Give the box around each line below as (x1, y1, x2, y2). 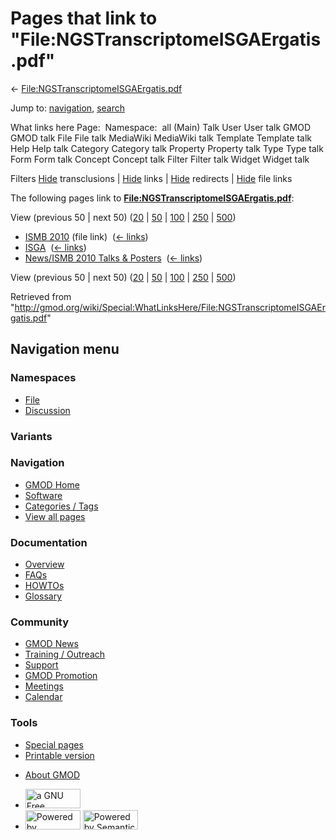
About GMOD (24, 768, 81, 781)
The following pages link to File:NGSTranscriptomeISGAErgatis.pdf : (10, 192, 295, 204)
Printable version (24, 749, 95, 761)
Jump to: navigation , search (10, 102, 125, 114)
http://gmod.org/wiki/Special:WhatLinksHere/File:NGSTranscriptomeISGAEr (14, 301, 326, 313)
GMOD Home (24, 478, 80, 491)
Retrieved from (10, 290, 72, 302)
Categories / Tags (24, 500, 99, 512)
